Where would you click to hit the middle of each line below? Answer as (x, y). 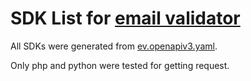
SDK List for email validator (125, 18)
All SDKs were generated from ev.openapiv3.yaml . (114, 46)
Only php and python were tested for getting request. (120, 65)
